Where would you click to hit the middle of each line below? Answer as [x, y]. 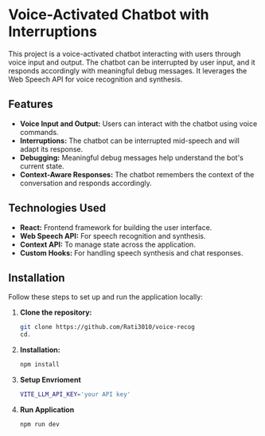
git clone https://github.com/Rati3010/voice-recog [107, 327]
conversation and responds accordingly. [86, 183]
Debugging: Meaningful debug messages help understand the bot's [132, 157]
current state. [42, 166]
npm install [39, 365]
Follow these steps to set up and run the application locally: [105, 297]
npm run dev [39, 424]
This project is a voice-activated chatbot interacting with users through [125, 54]
